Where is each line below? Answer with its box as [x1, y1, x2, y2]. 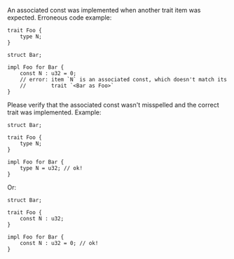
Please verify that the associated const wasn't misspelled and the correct [7, 101, 219, 109]
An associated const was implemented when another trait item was [7, 6, 201, 14]
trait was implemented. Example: [7, 108, 102, 117]
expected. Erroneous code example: [7, 13, 112, 22]
